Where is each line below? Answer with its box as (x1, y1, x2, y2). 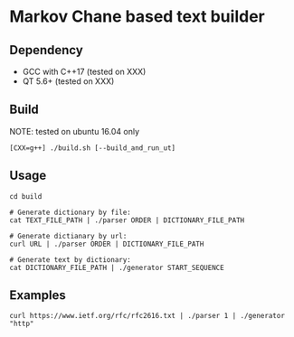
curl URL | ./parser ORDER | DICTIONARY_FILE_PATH (9, 239, 204, 248)
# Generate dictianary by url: (9, 231, 128, 240)
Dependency (9, 42, 83, 58)
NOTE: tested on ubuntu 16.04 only (9, 126, 140, 136)
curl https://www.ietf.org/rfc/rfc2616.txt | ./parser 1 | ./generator (9, 312, 285, 321)
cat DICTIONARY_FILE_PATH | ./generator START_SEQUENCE (9, 263, 224, 272)
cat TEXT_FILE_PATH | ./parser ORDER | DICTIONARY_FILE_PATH (9, 215, 245, 225)
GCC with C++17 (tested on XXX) (22, 66, 147, 77)
